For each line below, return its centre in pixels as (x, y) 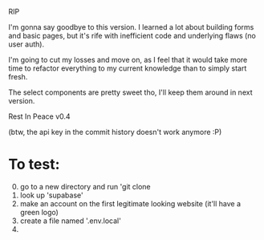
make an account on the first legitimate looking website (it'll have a (130, 203)
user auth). (26, 44)
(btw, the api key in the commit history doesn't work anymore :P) (115, 132)
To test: (34, 165)
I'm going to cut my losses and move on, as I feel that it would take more (128, 60)
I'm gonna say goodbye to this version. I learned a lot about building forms (131, 27)
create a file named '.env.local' (71, 221)
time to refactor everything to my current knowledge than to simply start (128, 68)
